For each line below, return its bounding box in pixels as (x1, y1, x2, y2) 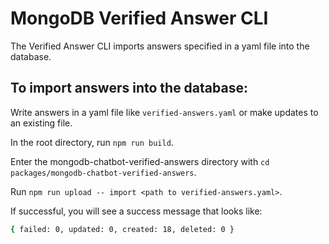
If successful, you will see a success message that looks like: (10, 205, 263, 217)
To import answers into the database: (10, 80, 248, 97)
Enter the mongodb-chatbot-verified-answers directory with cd (10, 155, 270, 167)
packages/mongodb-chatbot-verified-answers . (10, 166, 197, 178)
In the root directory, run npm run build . (10, 136, 174, 148)
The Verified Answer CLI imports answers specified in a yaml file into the (10, 40, 310, 52)
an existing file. (10, 117, 73, 129)
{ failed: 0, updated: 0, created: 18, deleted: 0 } (10, 224, 235, 234)
